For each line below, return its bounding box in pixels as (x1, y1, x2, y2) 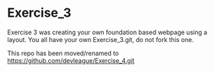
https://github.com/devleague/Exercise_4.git (7, 56, 135, 64)
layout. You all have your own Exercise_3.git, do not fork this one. (7, 35, 194, 43)
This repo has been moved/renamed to (7, 49, 119, 57)
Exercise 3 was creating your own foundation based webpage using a (7, 28, 208, 36)
